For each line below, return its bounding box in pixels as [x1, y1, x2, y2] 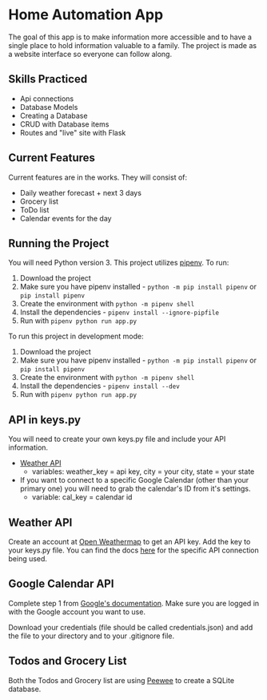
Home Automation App [8, 6, 164, 24]
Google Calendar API [8, 577, 114, 591]
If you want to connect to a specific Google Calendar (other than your [19, 475, 249, 485]
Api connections [19, 94, 74, 103]
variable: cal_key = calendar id [31, 492, 133, 502]
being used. [8, 554, 48, 563]
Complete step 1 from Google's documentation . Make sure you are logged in [8, 598, 260, 608]
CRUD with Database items [19, 119, 110, 129]
